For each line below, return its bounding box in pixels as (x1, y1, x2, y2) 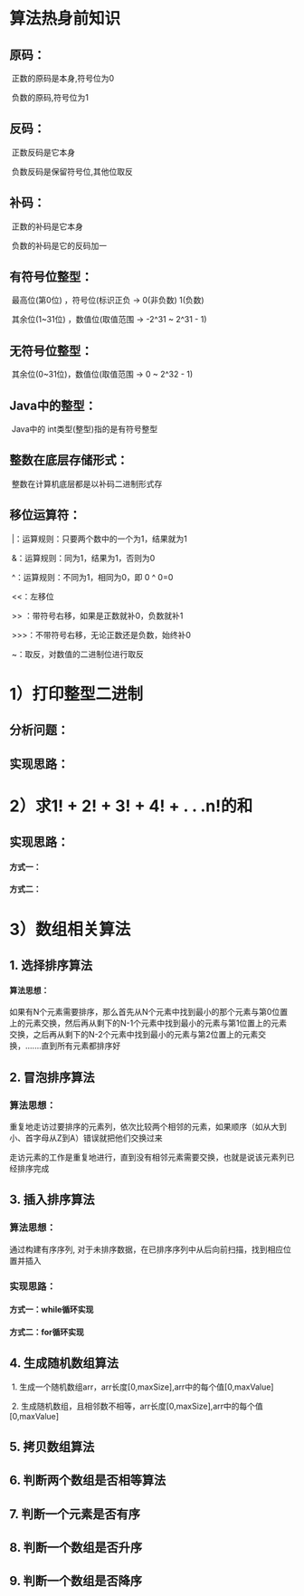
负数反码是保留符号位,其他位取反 (11, 166, 133, 177)
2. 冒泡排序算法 (9, 1069, 95, 1085)
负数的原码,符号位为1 (11, 92, 89, 102)
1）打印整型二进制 (9, 683, 144, 704)
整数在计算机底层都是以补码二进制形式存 (11, 478, 163, 489)
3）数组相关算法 (9, 919, 131, 940)
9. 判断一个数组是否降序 (9, 1573, 143, 1589)
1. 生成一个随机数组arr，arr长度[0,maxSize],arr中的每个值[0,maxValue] (11, 1381, 274, 1392)
